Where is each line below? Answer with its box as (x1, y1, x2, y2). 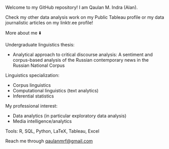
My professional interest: (5, 103, 58, 109)
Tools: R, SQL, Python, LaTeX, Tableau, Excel (5, 128, 100, 134)
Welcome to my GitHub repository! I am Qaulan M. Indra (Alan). (5, 5, 138, 10)
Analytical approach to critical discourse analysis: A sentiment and (12, 52, 153, 58)
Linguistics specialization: (5, 72, 60, 78)
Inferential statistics (12, 93, 55, 99)
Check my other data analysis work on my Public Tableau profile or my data (5, 14, 164, 20)
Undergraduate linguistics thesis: (5, 42, 75, 47)
